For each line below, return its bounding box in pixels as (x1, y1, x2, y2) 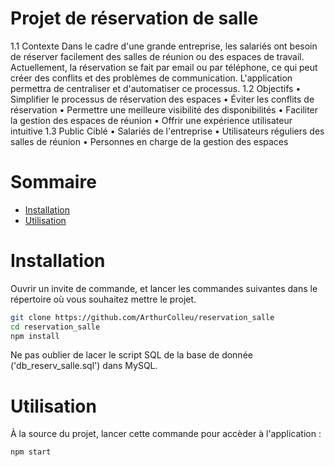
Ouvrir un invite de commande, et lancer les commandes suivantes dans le (10, 282, 318, 294)
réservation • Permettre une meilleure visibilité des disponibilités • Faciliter (10, 103, 319, 116)
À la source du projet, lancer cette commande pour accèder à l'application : (10, 428, 322, 440)
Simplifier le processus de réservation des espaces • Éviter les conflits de (10, 93, 315, 105)
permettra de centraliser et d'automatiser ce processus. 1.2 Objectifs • (10, 82, 302, 94)
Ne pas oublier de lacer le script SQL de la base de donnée (10, 349, 253, 361)
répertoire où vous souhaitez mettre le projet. (10, 293, 197, 305)
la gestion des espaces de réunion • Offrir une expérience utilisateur (10, 114, 293, 126)
